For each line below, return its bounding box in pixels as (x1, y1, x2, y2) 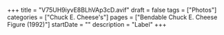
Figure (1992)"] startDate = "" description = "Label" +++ (7, 21, 167, 28)
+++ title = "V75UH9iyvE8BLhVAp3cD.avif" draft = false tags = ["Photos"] (7, 6, 217, 14)
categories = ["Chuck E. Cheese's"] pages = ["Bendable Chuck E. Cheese (7, 13, 218, 21)
